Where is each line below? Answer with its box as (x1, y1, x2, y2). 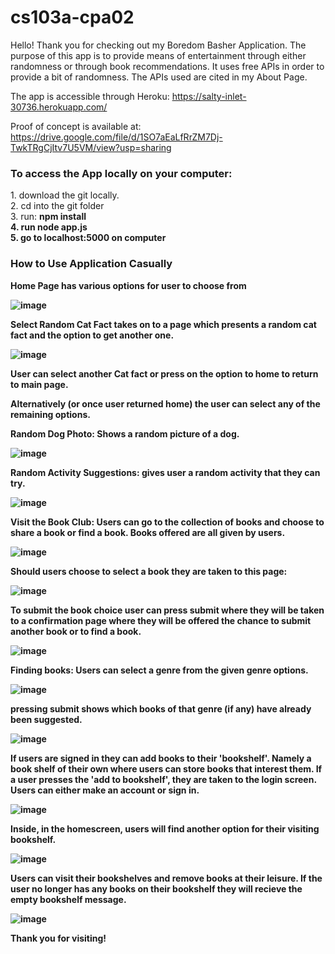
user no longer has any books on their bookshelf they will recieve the (10, 882, 303, 895)
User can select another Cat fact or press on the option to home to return (10, 367, 319, 380)
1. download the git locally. (10, 189, 120, 201)
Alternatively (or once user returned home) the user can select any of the (10, 397, 321, 410)
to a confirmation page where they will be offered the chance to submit (10, 614, 312, 626)
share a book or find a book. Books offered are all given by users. (10, 526, 286, 538)
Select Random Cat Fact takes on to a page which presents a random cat (10, 318, 317, 330)
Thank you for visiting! (10, 932, 107, 944)
